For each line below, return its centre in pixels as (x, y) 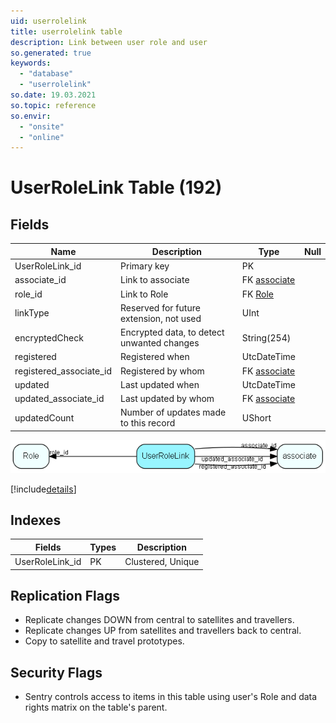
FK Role (258, 294)
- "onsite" (42, 126)
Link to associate (155, 280)
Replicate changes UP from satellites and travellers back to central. (163, 631)
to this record (148, 423)
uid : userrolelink (48, 21)
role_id (28, 294)
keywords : (31, 63)
